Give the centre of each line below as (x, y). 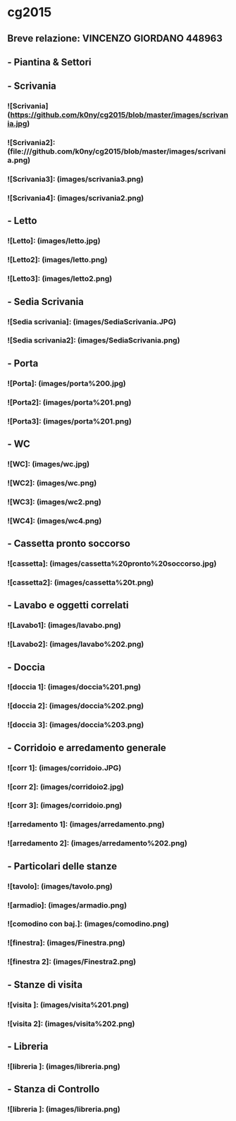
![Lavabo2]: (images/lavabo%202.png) (76, 644)
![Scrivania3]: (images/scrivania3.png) (76, 179)
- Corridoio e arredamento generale (87, 748)
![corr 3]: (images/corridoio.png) (65, 805)
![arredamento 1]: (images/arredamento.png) (86, 824)
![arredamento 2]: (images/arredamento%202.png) (98, 843)
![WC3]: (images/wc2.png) (55, 502)
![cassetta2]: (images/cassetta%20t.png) (81, 582)
